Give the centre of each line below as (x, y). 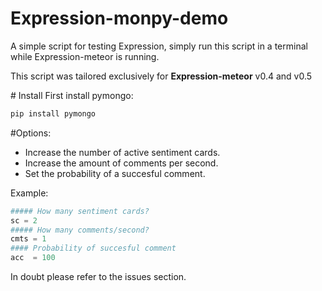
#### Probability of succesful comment (93, 248)
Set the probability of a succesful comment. (115, 173)
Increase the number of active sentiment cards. (122, 152)
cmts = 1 (28, 239)
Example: (29, 193)
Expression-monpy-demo (119, 18)
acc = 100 (33, 258)
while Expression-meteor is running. (85, 56)
